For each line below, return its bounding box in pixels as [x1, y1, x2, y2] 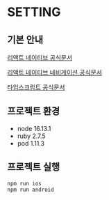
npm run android [7, 186, 54, 193]
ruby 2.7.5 [17, 132, 47, 140]
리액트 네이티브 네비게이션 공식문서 [7, 68, 102, 77]
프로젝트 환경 [7, 105, 60, 117]
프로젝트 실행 [7, 161, 60, 173]
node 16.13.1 [17, 124, 51, 132]
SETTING [7, 4, 61, 20]
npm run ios [7, 180, 42, 187]
